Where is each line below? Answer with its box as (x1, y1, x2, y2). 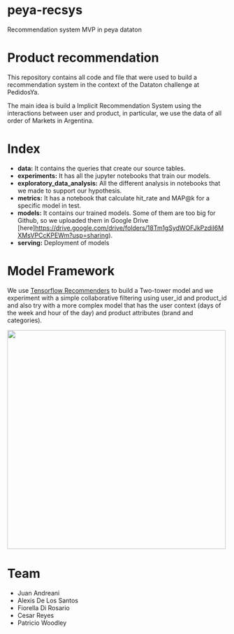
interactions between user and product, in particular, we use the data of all (7, 109, 222, 117)
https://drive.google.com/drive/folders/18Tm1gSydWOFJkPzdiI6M (34, 223, 224, 232)
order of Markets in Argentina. (7, 116, 94, 125)
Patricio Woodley (17, 619, 67, 627)
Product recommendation (7, 50, 159, 66)
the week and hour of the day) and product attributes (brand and (7, 308, 193, 317)
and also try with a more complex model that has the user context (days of (7, 301, 221, 310)
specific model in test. (17, 201, 82, 209)
